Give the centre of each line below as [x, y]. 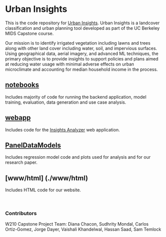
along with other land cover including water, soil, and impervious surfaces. [81, 48]
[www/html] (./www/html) [47, 178]
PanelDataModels [33, 145]
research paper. [21, 163]
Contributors [21, 213]
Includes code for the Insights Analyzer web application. [62, 129]
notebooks [22, 85]
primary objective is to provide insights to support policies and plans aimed [82, 59]
